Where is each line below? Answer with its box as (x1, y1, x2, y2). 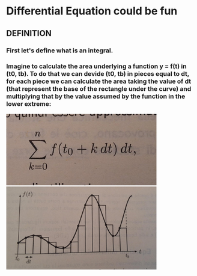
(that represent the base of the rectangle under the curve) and (6, 85, 192, 93)
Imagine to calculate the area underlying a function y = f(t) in (6, 62, 187, 70)
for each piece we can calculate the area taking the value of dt (6, 77, 192, 85)
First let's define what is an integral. (6, 46, 114, 55)
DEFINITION (6, 28, 52, 38)
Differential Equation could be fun (6, 4, 178, 18)
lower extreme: (6, 100, 52, 108)
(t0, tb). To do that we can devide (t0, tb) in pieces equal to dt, (6, 70, 190, 78)
